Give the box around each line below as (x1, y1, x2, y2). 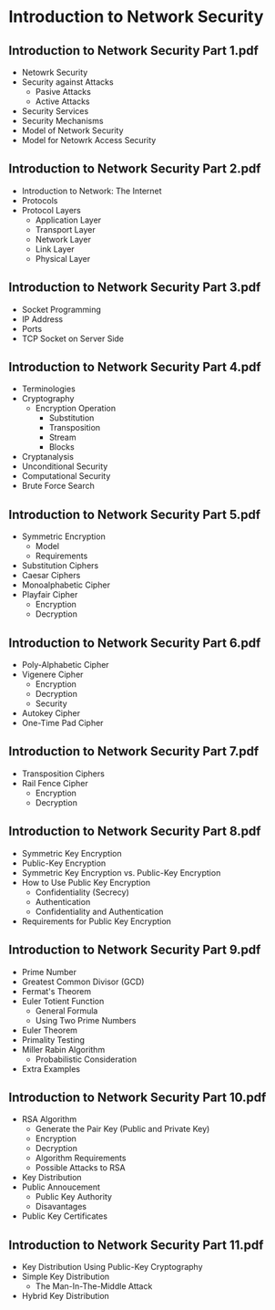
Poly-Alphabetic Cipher (21, 660, 110, 671)
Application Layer (35, 214, 102, 225)
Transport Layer (35, 224, 97, 234)
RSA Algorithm (21, 1114, 77, 1125)
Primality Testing (21, 1034, 86, 1045)
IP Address (21, 313, 64, 325)
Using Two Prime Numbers (35, 1014, 137, 1025)
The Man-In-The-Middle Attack (35, 1281, 153, 1292)
